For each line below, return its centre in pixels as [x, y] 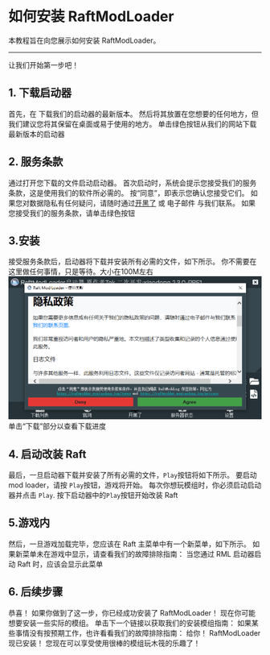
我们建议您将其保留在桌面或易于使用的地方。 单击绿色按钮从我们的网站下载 [133, 124]
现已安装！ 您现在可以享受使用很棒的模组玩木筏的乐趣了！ [104, 643]
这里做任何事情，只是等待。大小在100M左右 [81, 272]
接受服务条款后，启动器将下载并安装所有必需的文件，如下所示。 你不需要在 [133, 262]
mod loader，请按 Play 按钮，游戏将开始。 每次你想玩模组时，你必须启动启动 [135, 485]
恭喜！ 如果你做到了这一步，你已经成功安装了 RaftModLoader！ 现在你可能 [132, 612]
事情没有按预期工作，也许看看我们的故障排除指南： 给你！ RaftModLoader [138, 632]
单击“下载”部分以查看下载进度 [57, 426]
